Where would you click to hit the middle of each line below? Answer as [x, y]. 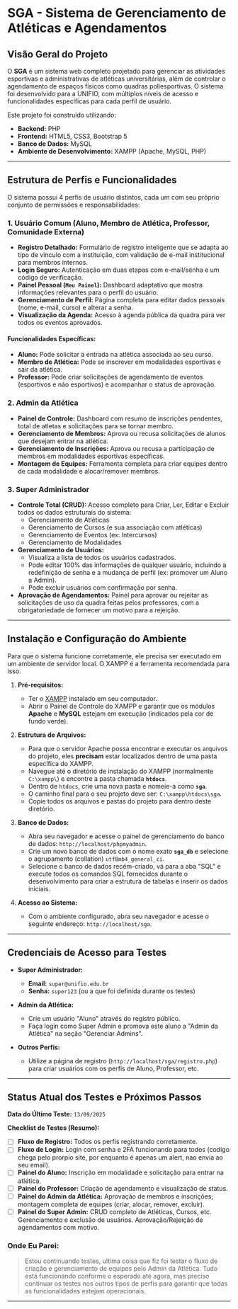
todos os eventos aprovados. [60, 323]
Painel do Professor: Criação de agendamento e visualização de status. [123, 1188]
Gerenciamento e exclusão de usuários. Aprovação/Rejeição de [110, 1220]
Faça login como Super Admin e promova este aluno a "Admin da [123, 1026]
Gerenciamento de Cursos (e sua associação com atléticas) [115, 527]
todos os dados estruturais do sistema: [74, 512]
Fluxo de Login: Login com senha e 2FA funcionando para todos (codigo [124, 1150]
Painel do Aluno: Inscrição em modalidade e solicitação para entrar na [121, 1172]
